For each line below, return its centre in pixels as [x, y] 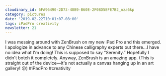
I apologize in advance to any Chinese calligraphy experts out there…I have [82, 47]
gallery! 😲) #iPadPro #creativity [38, 68]
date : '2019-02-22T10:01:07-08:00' [42, 19]
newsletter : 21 [21, 28]
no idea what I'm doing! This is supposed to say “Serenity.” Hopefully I [77, 53]
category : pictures [25, 14]
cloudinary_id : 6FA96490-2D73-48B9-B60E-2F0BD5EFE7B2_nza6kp [70, 10]
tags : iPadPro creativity [32, 23]
